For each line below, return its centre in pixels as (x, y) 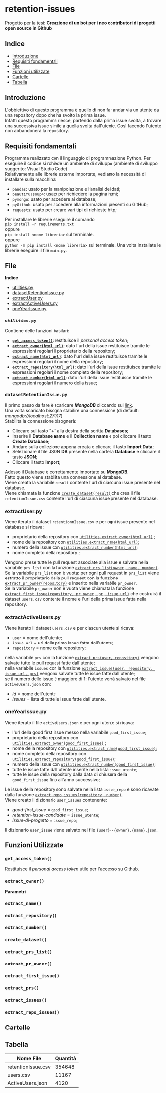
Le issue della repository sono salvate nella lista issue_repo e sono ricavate (82, 789)
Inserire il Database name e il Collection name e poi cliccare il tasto (82, 436)
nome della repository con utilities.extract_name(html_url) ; (76, 542)
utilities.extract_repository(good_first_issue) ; (64, 759)
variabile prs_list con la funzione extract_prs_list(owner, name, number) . (82, 568)
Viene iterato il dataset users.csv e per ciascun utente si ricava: (70, 628)
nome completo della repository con (49, 753)
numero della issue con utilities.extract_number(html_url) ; (75, 547)
